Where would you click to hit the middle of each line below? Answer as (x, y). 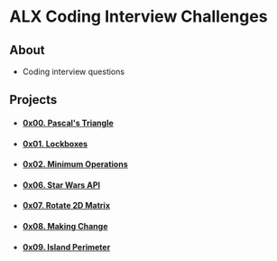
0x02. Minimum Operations (75, 164)
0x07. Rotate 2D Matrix (66, 206)
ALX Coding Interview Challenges (138, 17)
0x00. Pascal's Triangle (68, 123)
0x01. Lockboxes (55, 144)
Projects (33, 100)
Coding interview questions (73, 71)
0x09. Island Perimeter (66, 247)
